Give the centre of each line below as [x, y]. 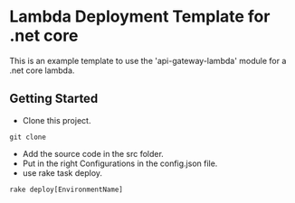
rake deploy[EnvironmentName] [67, 189]
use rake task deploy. [62, 172]
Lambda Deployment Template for [140, 17]
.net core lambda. [42, 70]
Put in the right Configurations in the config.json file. [120, 163]
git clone [28, 137]
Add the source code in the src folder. [93, 153]
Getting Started [54, 99]
